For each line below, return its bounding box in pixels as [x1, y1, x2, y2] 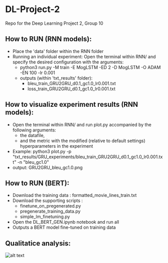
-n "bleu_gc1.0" [17, 159, 49, 165]
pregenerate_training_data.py [20, 208, 81, 215]
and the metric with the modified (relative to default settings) [20, 138, 145, 144]
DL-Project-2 [5, 4, 60, 15]
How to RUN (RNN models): [5, 35, 92, 43]
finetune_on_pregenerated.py [20, 203, 81, 209]
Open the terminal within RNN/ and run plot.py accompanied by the [12, 121, 152, 127]
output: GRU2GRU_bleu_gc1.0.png [12, 164, 83, 170]
